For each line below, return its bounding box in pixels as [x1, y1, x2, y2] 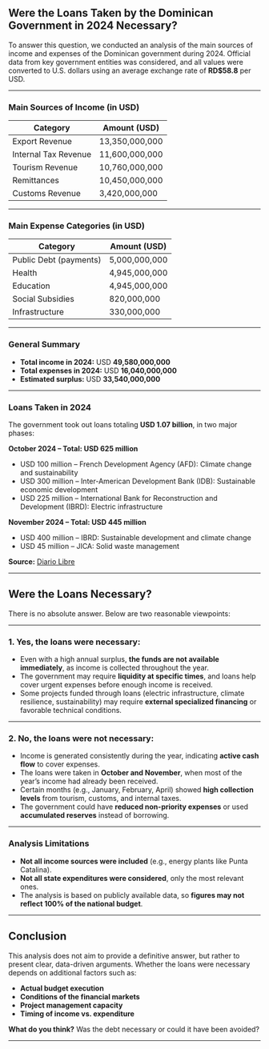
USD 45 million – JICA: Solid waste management [19, 542, 180, 551]
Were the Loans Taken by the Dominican [8, 6, 214, 20]
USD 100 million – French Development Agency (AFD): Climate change [19, 459, 252, 469]
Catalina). [19, 864, 52, 875]
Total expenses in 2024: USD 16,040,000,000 [19, 366, 178, 375]
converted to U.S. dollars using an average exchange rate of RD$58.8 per [8, 66, 251, 75]
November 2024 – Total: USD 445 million [8, 518, 147, 527]
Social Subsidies [12, 294, 74, 305]
